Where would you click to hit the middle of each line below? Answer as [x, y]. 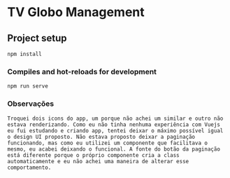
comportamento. [29, 167]
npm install [24, 54]
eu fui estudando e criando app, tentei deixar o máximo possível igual [115, 130]
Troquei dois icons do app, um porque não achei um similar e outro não [115, 118]
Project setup [37, 38]
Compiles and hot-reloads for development [82, 71]
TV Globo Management [76, 12]
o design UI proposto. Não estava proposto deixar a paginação [101, 137]
